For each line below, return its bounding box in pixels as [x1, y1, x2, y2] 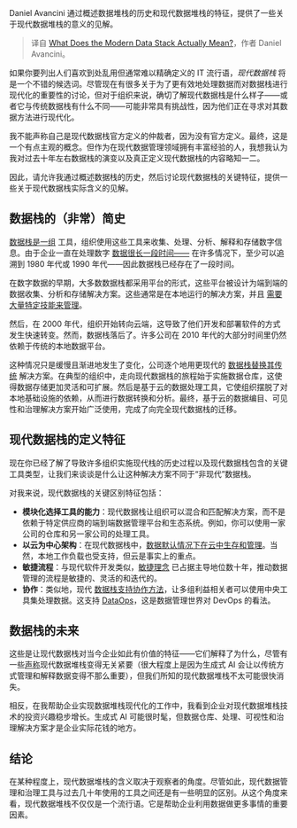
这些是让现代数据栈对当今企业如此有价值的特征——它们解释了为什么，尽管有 [9, 648, 288, 659]
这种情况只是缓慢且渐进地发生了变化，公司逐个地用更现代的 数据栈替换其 [9, 359, 275, 370]
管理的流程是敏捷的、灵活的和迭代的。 [21, 573, 162, 583]
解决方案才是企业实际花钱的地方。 [16, 723, 141, 733]
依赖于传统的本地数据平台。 [9, 340, 110, 351]
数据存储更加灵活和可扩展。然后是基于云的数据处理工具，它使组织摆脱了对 [16, 381, 288, 392]
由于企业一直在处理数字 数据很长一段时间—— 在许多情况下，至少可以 [24, 247, 277, 258]
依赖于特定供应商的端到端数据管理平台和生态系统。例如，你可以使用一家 [21, 517, 286, 527]
